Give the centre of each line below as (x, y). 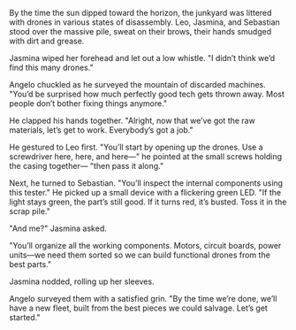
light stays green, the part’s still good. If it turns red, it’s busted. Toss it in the (148, 202)
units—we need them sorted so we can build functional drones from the (140, 255)
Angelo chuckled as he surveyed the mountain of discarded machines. (138, 84)
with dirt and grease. (47, 41)
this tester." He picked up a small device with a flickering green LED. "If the (145, 192)
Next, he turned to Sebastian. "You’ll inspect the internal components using (146, 183)
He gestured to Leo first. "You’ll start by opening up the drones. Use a (136, 147)
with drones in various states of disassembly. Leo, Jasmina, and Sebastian (144, 22)
